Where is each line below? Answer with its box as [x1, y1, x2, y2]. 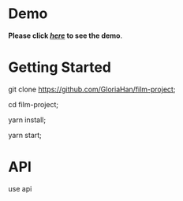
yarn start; [8, 130, 42, 140]
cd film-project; [8, 99, 59, 109]
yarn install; [8, 115, 46, 125]
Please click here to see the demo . [8, 31, 123, 40]
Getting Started [8, 58, 112, 76]
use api [8, 184, 32, 193]
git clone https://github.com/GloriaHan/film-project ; [8, 84, 176, 94]
